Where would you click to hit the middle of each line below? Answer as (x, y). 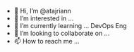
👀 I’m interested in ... (44, 18)
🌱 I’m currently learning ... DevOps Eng (70, 26)
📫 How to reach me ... (47, 41)
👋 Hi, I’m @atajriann (43, 11)
